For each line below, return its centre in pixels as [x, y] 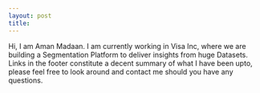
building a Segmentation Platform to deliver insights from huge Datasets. [128, 55]
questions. [26, 80]
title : [19, 23]
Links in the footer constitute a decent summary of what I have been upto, [130, 63]
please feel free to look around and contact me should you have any [121, 71]
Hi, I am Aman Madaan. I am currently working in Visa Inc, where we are [127, 46]
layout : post [30, 16]
